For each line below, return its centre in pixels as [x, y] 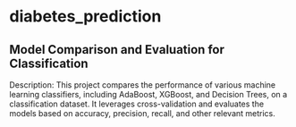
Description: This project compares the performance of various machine [143, 85]
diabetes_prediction [85, 17]
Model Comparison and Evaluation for [117, 50]
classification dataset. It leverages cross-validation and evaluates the [137, 104]
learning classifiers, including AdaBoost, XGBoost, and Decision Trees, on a [148, 94]
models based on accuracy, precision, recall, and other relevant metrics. [142, 113]
